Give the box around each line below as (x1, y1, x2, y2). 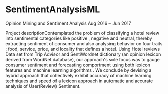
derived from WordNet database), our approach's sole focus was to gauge (5, 56, 160, 62)
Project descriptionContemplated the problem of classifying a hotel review (5, 30, 160, 36)
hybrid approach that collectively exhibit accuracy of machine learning (5, 72, 152, 78)
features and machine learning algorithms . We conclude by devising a (5, 67, 152, 73)
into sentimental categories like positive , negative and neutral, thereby (5, 35, 152, 41)
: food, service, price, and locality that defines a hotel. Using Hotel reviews (5, 46, 160, 52)
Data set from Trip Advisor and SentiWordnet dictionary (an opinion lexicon (5, 51, 161, 57)
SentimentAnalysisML (5, 4, 100, 15)
